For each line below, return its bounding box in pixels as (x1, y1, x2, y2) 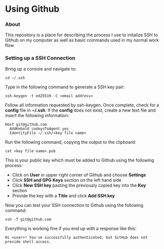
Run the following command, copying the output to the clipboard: (5, 139, 136, 145)
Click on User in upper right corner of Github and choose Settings (12, 172, 146, 177)
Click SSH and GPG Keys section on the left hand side (12, 177, 121, 183)
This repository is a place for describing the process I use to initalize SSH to (5, 32, 158, 38)
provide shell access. (5, 239, 51, 244)
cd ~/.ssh (5, 75, 25, 80)
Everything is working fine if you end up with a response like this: (5, 225, 137, 231)
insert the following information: (5, 112, 70, 118)
